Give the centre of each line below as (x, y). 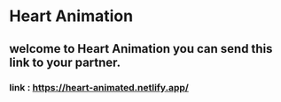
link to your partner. (65, 62)
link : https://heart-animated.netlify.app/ (99, 87)
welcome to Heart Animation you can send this (141, 49)
